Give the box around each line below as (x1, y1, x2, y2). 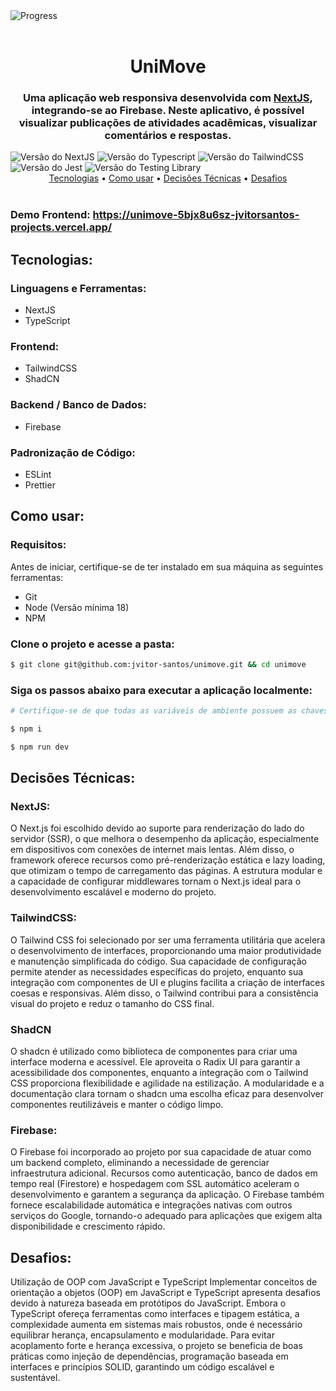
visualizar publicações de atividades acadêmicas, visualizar (18, 116, 318, 130)
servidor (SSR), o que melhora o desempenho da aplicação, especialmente (10, 833, 320, 845)
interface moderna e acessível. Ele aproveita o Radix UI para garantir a (10, 1056, 301, 1068)
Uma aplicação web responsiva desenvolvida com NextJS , (22, 91, 314, 105)
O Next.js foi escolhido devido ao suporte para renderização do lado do (10, 822, 305, 834)
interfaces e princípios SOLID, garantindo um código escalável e (10, 1361, 275, 1373)
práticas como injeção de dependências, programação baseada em (10, 1350, 289, 1363)
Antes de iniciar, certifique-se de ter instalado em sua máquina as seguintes (10, 560, 324, 573)
